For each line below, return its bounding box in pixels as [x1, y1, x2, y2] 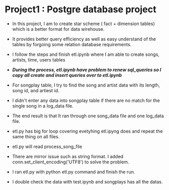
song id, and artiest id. [12, 87, 60, 93]
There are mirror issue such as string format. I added [12, 153, 124, 159]
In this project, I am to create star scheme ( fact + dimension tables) [12, 20, 155, 27]
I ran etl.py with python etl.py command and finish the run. [12, 168, 135, 175]
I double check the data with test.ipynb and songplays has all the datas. [12, 178, 163, 185]
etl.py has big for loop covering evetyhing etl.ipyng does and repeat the [12, 128, 163, 134]
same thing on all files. [12, 133, 60, 139]
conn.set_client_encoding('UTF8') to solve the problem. [12, 159, 130, 165]
